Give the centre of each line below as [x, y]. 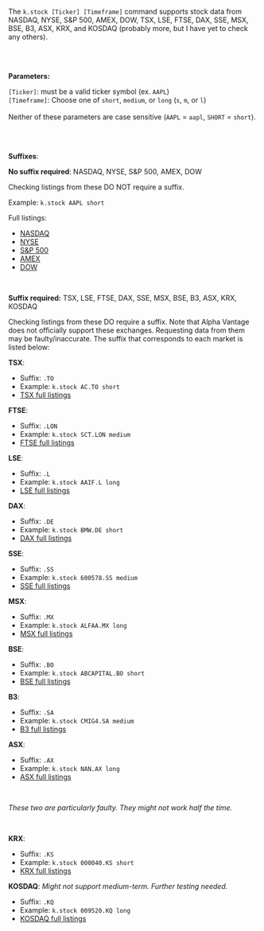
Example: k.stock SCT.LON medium [75, 434]
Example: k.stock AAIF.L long [70, 482]
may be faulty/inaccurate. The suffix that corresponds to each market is [126, 339]
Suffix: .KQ [37, 902]
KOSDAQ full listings [53, 919]
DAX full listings [46, 538]
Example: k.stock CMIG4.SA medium [77, 721]
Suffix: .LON [39, 426]
